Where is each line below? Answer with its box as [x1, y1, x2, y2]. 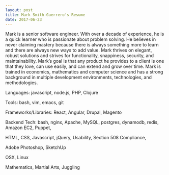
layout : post [5, 7, 33, 13]
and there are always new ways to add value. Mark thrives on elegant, [5, 47, 152, 54]
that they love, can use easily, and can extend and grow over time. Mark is [5, 63, 161, 69]
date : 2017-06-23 [5, 17, 42, 22]
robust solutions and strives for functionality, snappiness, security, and [5, 53, 154, 59]
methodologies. [5, 80, 38, 86]
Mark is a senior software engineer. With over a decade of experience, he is [5, 31, 164, 37]
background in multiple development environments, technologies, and [5, 74, 152, 81]
